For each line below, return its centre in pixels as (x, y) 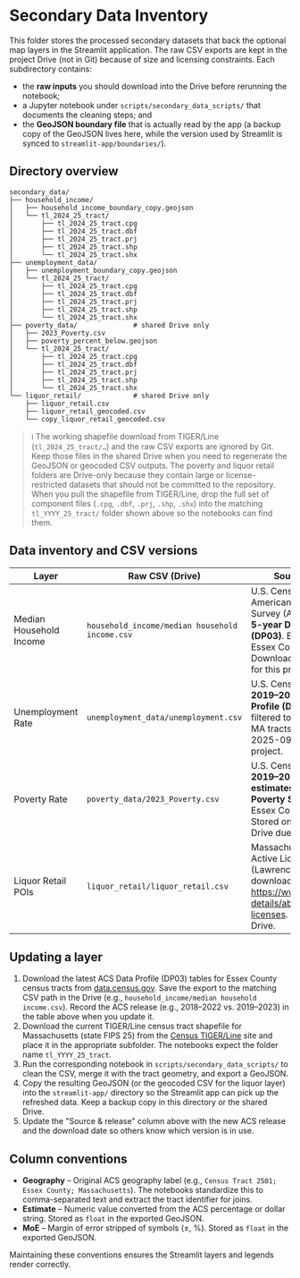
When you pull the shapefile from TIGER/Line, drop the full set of (150, 494)
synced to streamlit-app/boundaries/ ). (94, 143)
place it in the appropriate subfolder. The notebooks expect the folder (150, 1045)
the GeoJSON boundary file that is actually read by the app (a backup (151, 124)
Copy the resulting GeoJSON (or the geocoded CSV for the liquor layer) (154, 1083)
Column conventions (68, 1159)
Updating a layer (56, 957)
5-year (267, 625)
